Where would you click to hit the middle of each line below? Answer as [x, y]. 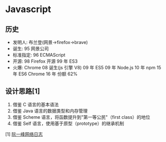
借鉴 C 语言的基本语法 [36, 104]
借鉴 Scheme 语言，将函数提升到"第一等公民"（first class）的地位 [81, 117]
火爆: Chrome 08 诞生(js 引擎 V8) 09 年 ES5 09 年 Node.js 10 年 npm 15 [87, 67]
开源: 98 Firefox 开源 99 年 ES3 [45, 61]
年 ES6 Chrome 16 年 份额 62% [45, 74]
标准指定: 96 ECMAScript [39, 55]
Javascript [28, 9]
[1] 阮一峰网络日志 [24, 134]
